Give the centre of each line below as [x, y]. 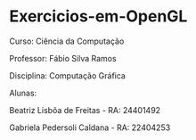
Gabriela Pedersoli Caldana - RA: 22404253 [90, 128]
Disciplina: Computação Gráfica [68, 75]
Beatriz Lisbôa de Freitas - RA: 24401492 [85, 110]
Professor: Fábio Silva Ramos [63, 58]
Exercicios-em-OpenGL [98, 16]
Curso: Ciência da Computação [67, 41]
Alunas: [23, 93]
